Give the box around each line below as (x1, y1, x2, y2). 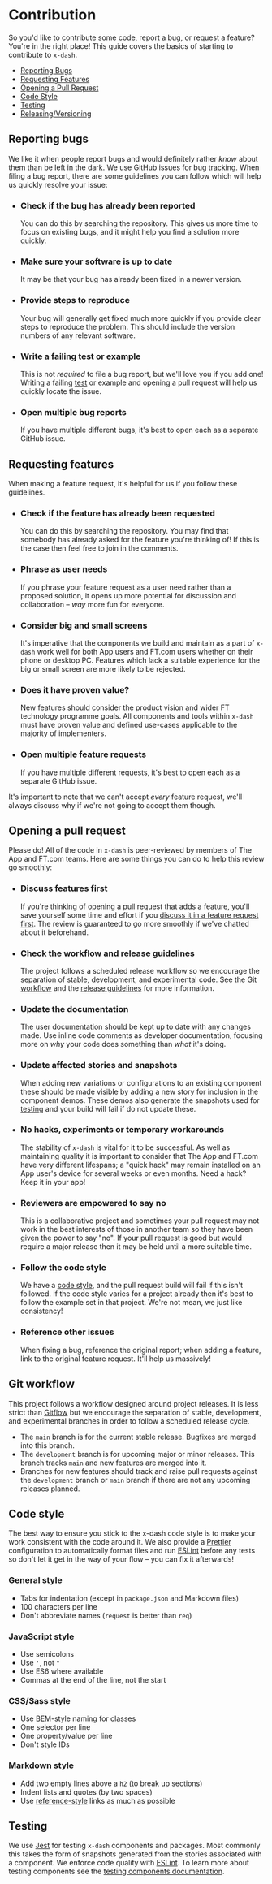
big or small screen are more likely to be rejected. (19, 663, 186, 673)
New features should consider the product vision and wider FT (19, 702, 230, 712)
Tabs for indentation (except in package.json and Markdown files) (19, 1593, 240, 1603)
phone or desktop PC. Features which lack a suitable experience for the (19, 655, 261, 665)
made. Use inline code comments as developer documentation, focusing (19, 1031, 263, 1040)
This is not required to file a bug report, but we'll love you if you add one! (19, 369, 264, 378)
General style (8, 1575, 63, 1586)
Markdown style (8, 1760, 75, 1771)
